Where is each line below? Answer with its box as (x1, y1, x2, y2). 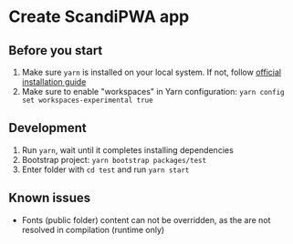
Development (8, 120, 88, 136)
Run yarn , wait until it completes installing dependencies (21, 144, 234, 156)
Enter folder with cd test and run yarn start (21, 164, 190, 175)
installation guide (21, 76, 87, 87)
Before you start (8, 43, 103, 58)
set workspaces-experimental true (21, 96, 153, 105)
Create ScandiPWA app (8, 6, 190, 27)
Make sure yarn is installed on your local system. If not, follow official (21, 66, 282, 77)
